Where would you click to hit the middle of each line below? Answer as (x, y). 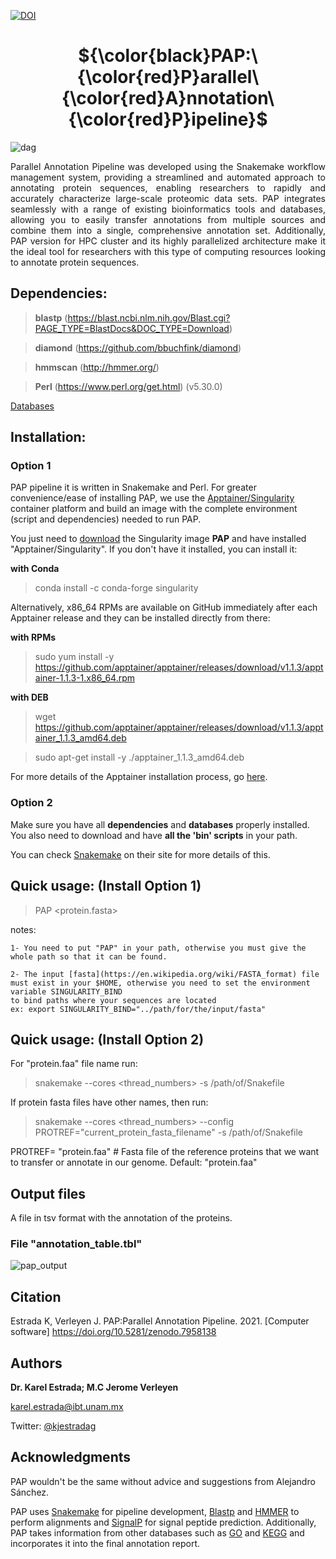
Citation (36, 1296)
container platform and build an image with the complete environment (154, 509)
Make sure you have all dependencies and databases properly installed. (160, 824)
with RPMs (33, 637)
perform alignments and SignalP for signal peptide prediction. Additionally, (163, 1522)
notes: (23, 929)
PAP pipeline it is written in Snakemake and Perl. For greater (133, 487)
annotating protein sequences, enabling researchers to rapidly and (168, 187)
